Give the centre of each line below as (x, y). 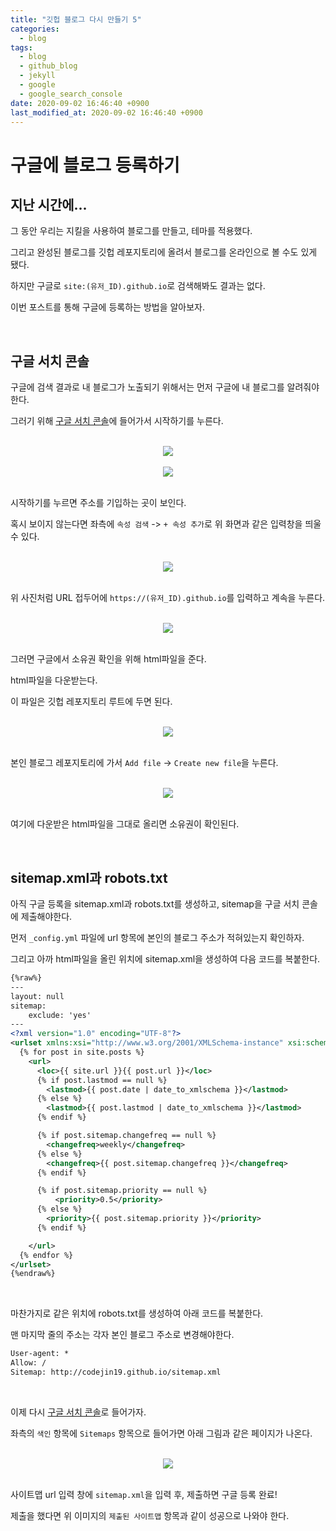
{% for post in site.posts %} (82, 1052)
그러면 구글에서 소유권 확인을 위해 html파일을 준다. (108, 659)
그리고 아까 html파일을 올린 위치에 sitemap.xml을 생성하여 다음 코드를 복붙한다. (165, 959)
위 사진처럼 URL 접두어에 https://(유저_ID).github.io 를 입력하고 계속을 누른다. (168, 598)
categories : (35, 29)
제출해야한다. (46, 916)
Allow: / (28, 1363)
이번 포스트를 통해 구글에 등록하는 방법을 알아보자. (108, 307)
